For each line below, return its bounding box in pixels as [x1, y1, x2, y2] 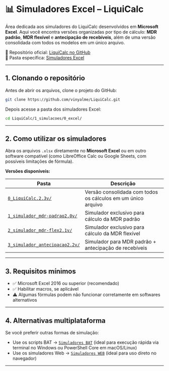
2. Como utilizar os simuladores [5, 134, 107, 143]
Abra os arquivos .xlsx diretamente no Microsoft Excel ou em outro [5, 148, 146, 154]
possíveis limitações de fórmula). [5, 158, 74, 164]
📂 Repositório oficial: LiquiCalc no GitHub [5, 49, 91, 55]
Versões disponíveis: [5, 168, 50, 174]
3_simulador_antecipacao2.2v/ [8, 242, 80, 248]
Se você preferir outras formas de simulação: [5, 329, 99, 335]
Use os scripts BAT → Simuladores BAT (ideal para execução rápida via [12, 339, 159, 345]
